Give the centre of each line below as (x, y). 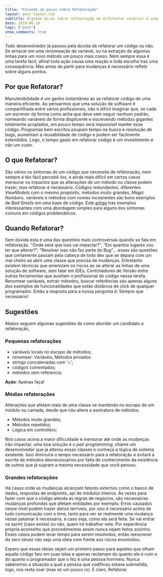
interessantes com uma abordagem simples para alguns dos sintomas (75, 208)
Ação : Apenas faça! (25, 382)
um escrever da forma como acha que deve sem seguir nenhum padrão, (77, 114)
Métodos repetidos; (32, 424)
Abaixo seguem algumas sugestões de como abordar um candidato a (74, 323)
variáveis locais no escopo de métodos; (52, 352)
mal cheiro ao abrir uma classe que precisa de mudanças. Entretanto (74, 260)
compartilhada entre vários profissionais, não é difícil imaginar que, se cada (81, 109)
